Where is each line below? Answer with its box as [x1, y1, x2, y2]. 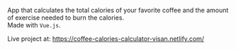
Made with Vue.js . [7, 21, 61, 29]
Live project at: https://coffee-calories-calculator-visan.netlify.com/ [7, 35, 204, 43]
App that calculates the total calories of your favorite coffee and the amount [7, 6, 229, 14]
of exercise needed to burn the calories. [7, 13, 125, 22]
